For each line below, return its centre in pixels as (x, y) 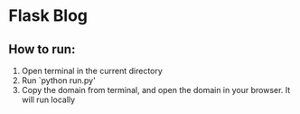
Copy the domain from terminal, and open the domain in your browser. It (156, 90)
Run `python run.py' (58, 81)
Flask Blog (48, 16)
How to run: (42, 49)
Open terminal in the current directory (92, 71)
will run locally (48, 100)
